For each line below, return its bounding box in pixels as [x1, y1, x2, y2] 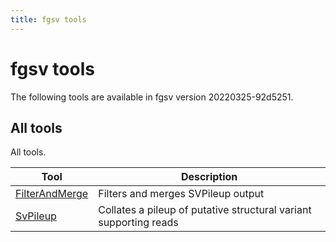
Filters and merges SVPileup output [98, 187, 265, 201]
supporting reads [98, 216, 179, 230]
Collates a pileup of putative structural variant [98, 203, 312, 217]
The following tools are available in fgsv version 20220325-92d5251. [10, 91, 294, 103]
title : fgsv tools [10, 14, 87, 25]
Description [180, 170, 238, 184]
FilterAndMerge [15, 187, 89, 201]
